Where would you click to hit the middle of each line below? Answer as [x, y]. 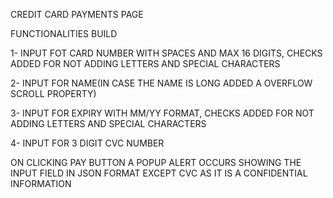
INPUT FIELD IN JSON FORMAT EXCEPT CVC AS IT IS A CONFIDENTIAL [159, 173]
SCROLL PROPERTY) [53, 93]
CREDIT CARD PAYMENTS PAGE [77, 14]
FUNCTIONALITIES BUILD [64, 33]
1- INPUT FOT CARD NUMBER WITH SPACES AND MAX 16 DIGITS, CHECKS [166, 53]
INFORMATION [41, 183]
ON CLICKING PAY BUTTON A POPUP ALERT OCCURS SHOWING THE [156, 162]
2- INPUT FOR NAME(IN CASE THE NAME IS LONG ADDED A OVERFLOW [161, 83]
